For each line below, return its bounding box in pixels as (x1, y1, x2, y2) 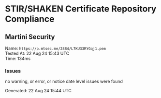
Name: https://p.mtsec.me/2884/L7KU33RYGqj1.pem (5, 46, 106, 51)
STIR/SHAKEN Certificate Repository (5, 3, 157, 14)
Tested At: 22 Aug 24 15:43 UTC (5, 50, 70, 56)
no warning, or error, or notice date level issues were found (5, 78, 123, 85)
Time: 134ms (5, 56, 30, 61)
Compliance (5, 13, 55, 24)
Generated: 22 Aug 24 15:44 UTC (5, 88, 72, 94)
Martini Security (5, 33, 55, 41)
